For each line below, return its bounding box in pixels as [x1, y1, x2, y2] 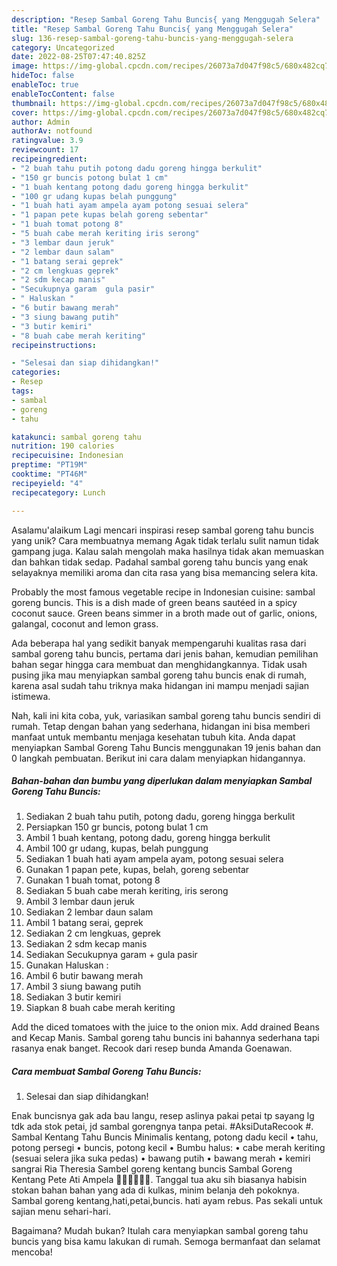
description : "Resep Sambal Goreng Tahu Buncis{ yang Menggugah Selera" [11, 14, 321, 25]
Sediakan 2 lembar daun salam [25, 906, 154, 918]
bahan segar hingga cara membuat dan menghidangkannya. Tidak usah [11, 658, 308, 670]
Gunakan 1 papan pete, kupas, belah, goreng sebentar [25, 864, 250, 876]
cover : [11, 107, 39, 118]
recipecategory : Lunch [11, 487, 106, 498]
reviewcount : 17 [11, 145, 79, 155]
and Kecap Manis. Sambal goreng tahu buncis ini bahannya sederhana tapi [11, 1032, 320, 1044]
